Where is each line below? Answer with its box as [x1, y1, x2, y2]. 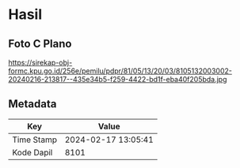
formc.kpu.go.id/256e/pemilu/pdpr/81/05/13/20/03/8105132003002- [8, 66, 232, 76]
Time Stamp [12, 134, 58, 145]
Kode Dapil [12, 147, 53, 158]
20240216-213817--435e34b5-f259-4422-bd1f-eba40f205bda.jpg [8, 75, 227, 84]
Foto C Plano [8, 37, 72, 50]
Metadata [8, 97, 57, 111]
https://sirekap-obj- [8, 58, 73, 67]
